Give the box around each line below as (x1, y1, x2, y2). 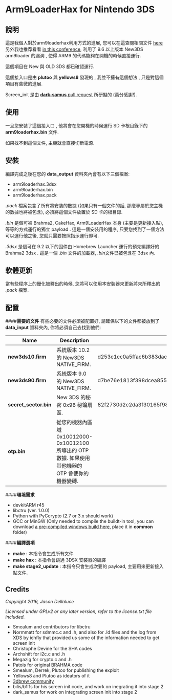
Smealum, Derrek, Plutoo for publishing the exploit (12, 667, 119, 673)
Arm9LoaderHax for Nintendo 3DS (5, 4, 155, 15)
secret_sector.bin (8, 401, 52, 408)
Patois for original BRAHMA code (12, 662, 83, 668)
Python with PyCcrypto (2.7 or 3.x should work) (12, 513, 114, 519)
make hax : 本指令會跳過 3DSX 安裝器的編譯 (12, 557, 106, 563)
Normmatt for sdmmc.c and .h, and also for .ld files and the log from (12, 629, 157, 636)
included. (5, 614, 25, 620)
